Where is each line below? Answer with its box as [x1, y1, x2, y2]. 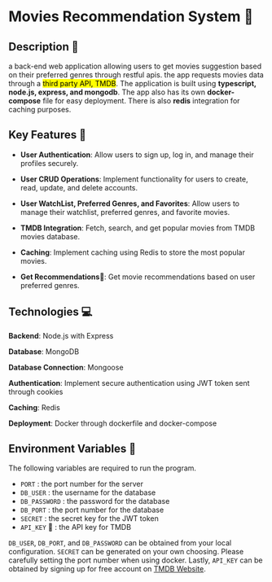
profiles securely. [20, 158, 79, 168]
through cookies [8, 387, 64, 396]
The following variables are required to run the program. [8, 463, 197, 473]
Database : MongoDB [8, 346, 80, 357]
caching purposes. [8, 105, 72, 114]
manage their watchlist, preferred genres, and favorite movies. [20, 207, 230, 217]
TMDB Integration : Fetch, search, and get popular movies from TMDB [20, 223, 256, 233]
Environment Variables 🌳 [8, 442, 137, 456]
